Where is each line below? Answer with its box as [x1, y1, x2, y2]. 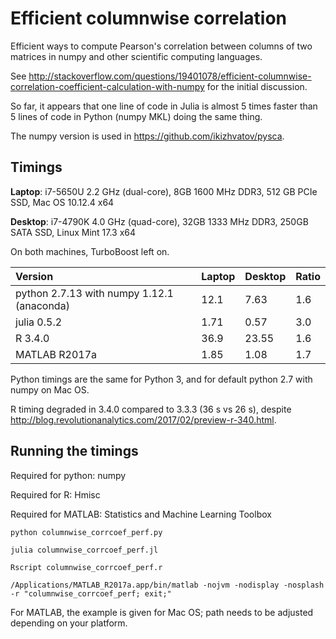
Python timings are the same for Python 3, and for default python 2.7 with [10, 373, 313, 385]
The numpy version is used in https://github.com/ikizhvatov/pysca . [10, 130, 285, 142]
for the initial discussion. [206, 80, 308, 92]
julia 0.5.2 [15, 315, 63, 329]
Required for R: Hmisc [10, 488, 101, 501]
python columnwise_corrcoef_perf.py [10, 527, 163, 537]
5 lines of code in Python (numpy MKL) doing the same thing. [10, 110, 263, 122]
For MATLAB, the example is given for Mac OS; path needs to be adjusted [10, 606, 314, 618]
